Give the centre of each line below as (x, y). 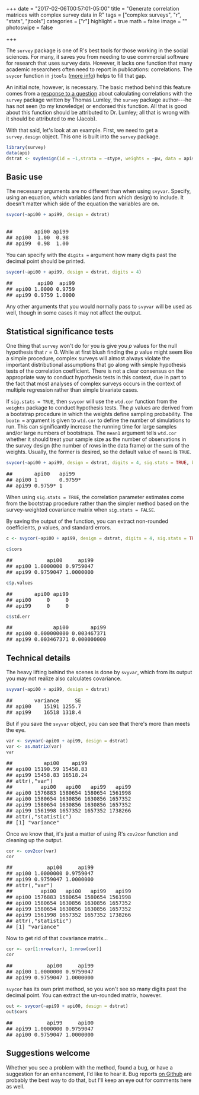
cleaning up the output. (35, 840)
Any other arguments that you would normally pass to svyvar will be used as (99, 307)
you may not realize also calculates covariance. (64, 678)
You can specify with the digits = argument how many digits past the (91, 255)
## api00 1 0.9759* (44, 480)
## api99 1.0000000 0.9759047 (50, 1029)
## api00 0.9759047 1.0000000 (50, 1034)
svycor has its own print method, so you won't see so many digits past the (96, 989)
